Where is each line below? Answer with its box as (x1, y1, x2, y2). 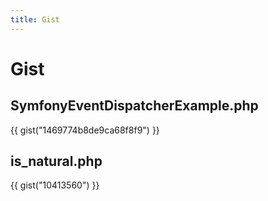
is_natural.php (10, 153, 103, 170)
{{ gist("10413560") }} (10, 179, 100, 191)
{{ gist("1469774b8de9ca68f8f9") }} (10, 124, 160, 136)
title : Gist (10, 14, 60, 25)
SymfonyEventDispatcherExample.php (10, 97, 259, 115)
